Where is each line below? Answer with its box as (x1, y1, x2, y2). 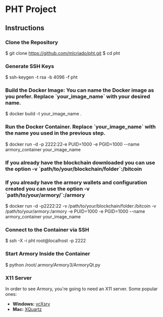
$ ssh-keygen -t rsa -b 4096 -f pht (5, 74, 78, 80)
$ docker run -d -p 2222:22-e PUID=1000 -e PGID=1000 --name (5, 141, 140, 147)
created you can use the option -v (5, 185, 90, 192)
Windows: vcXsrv (12, 301, 50, 307)
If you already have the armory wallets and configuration (5, 179, 147, 186)
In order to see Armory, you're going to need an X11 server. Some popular (5, 286, 158, 292)
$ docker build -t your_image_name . (5, 111, 82, 117)
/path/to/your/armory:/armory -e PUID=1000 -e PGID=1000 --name (5, 208, 145, 214)
